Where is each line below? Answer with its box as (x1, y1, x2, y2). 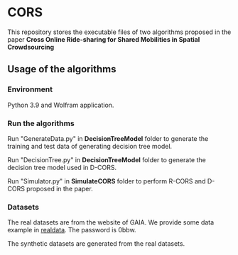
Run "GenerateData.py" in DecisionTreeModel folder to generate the (7, 134, 209, 142)
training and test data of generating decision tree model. (7, 142, 173, 150)
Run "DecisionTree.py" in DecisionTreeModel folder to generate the (7, 155, 206, 164)
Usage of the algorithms (7, 63, 117, 75)
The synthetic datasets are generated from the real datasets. (7, 239, 185, 248)
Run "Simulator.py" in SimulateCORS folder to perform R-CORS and (7, 176, 206, 185)
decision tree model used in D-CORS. (7, 163, 117, 171)
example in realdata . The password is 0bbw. (7, 226, 136, 234)
